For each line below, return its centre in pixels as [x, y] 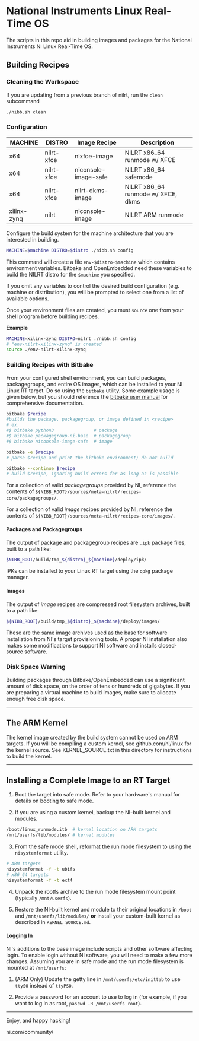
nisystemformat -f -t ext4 [39, 880]
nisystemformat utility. [41, 853]
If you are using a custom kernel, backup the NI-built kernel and [92, 813]
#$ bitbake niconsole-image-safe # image [59, 441]
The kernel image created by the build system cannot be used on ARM [92, 737]
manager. [18, 577]
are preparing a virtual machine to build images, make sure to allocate [91, 692]
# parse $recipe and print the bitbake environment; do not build [90, 458]
